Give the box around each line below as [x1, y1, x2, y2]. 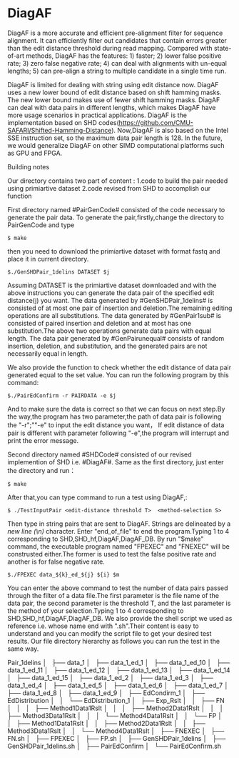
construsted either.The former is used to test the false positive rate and [7, 549, 216, 558]
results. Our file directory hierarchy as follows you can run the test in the [7, 637, 220, 645]
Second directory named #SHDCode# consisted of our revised [7, 450, 192, 459]
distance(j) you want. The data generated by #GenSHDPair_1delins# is [7, 296, 213, 304]
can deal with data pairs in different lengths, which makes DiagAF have [7, 103, 216, 111]
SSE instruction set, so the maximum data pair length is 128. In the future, [7, 134, 223, 142]
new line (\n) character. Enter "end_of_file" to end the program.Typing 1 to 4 [7, 527, 230, 535]
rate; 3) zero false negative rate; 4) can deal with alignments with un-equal [7, 59, 227, 67]
